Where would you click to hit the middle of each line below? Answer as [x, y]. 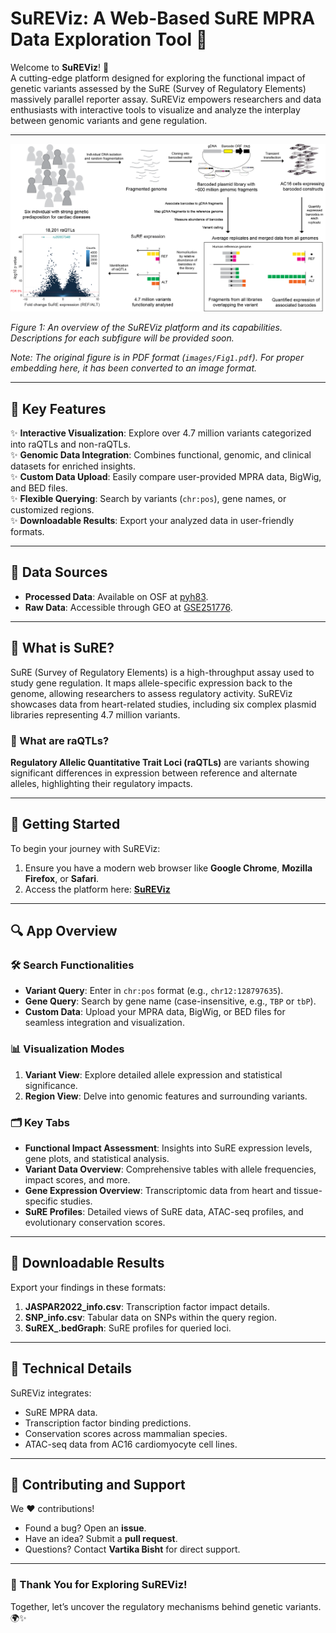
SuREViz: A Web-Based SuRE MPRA [163, 18]
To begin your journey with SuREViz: [85, 848]
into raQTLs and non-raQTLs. [70, 444]
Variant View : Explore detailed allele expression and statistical [153, 1074]
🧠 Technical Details [71, 1368]
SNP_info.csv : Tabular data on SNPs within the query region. [150, 1317]
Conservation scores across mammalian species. [126, 1433]
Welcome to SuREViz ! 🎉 [60, 67]
